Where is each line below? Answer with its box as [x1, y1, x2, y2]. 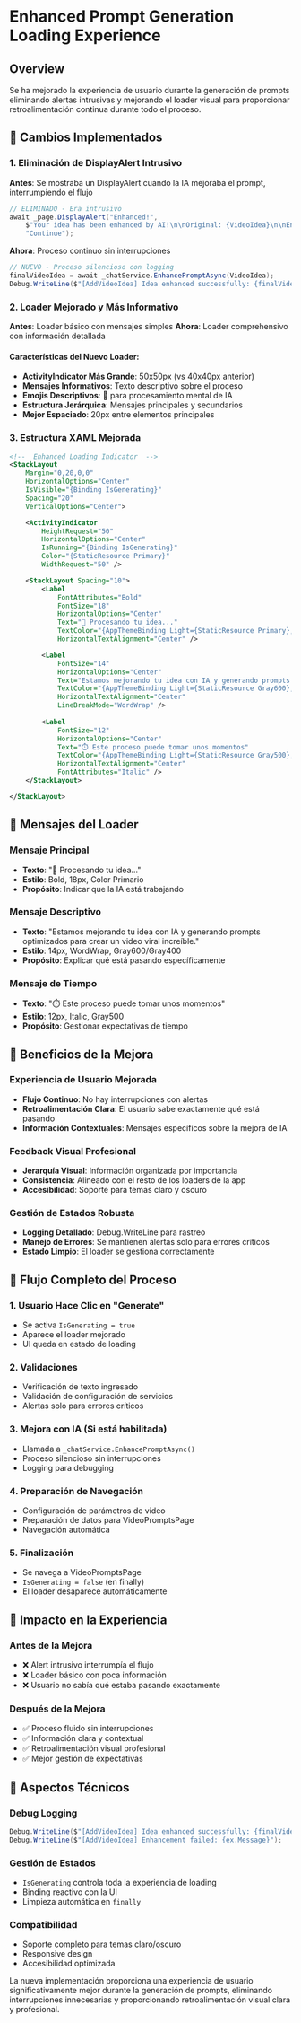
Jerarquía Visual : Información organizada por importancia [21, 1165, 238, 1177]
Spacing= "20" [25, 494, 74, 503]
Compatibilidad [9, 1918, 78, 1931]
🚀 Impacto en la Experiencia [9, 1612, 168, 1627]
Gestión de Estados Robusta [9, 1207, 135, 1220]
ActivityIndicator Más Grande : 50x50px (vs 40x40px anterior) [21, 371, 255, 382]
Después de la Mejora [9, 1703, 106, 1715]
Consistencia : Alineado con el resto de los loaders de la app [21, 1175, 246, 1186]
